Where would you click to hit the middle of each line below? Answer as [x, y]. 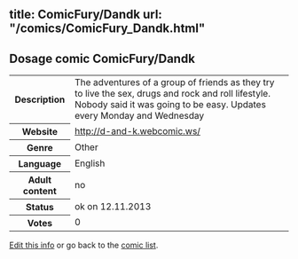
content [40, 191]
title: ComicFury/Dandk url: [86, 15]
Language [40, 163]
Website [39, 131]
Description [40, 99]
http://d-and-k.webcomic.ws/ [137, 130]
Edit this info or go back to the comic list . [84, 245]
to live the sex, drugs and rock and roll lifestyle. [172, 94]
